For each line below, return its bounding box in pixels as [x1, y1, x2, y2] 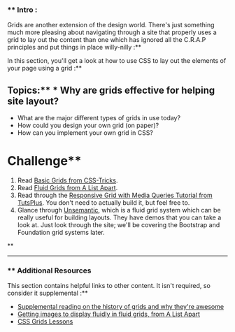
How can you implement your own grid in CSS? [17, 129, 154, 137]
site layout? [7, 95, 59, 107]
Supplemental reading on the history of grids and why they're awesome [17, 303, 225, 311]
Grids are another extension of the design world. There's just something [7, 21, 215, 29]
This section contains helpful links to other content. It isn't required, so [7, 282, 211, 290]
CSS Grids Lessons [17, 317, 73, 326]
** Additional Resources [7, 266, 92, 275]
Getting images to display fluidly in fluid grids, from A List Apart [17, 310, 201, 319]
